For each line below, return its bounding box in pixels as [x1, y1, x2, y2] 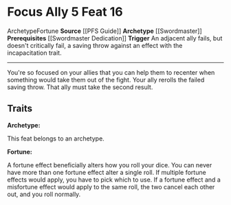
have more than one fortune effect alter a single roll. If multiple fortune [7, 168, 206, 176]
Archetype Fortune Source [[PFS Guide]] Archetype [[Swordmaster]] [7, 27, 203, 35]
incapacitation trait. [7, 49, 62, 57]
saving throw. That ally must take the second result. [7, 83, 153, 91]
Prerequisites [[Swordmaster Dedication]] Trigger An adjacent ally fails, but [7, 34, 223, 42]
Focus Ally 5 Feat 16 [7, 4, 123, 20]
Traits [7, 103, 33, 114]
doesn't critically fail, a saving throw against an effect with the [7, 41, 183, 49]
